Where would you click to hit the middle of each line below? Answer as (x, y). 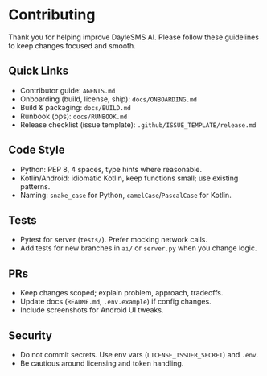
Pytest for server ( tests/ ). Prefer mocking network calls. (113, 240)
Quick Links (39, 71)
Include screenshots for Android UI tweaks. (92, 310)
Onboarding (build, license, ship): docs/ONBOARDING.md (108, 99)
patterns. (35, 186)
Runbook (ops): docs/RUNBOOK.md (74, 116)
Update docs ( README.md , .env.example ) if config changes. (115, 302)
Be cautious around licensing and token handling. (102, 363)
